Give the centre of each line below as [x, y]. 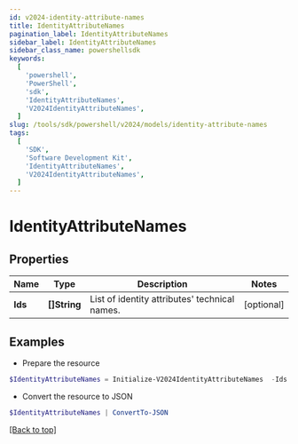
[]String [64, 305]
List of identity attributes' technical [162, 299]
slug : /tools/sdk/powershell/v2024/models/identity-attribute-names [138, 125]
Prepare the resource [61, 363]
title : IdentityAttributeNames [67, 26]
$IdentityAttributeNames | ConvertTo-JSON [89, 412]
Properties [39, 259]
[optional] [264, 305]
